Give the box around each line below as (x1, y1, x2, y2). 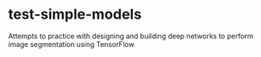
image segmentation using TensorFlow (8, 39, 134, 48)
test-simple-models (8, 5, 142, 23)
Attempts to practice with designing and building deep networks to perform (8, 31, 254, 41)
